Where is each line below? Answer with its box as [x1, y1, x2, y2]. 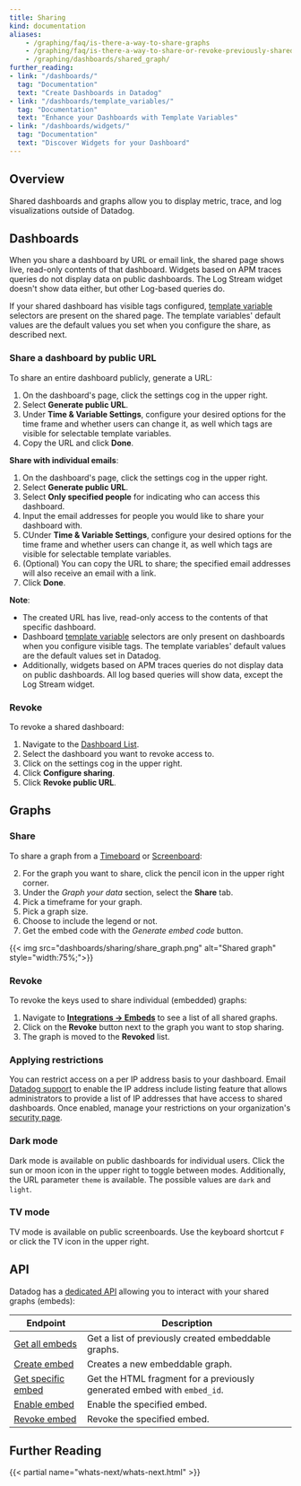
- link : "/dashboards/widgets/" [9, 122, 130, 131]
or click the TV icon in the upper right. [9, 1235, 150, 1246]
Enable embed [13, 1398, 74, 1411]
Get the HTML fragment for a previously [86, 1372, 255, 1385]
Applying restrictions [9, 1053, 104, 1066]
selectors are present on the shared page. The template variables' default [9, 311, 281, 321]
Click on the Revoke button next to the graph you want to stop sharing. [21, 1021, 285, 1033]
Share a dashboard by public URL [9, 352, 157, 365]
